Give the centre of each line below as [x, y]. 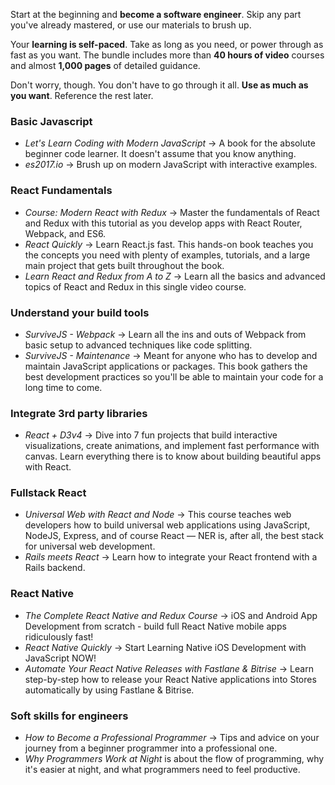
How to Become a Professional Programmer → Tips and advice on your [172, 738]
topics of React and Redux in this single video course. [135, 286]
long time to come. [63, 387]
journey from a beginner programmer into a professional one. [151, 748]
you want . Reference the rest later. [82, 95]
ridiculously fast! [59, 636]
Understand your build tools [80, 312]
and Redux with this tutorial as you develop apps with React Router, [163, 223]
